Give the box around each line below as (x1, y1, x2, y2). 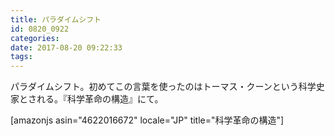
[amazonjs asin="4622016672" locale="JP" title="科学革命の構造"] (10, 114, 285, 126)
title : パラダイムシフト (10, 14, 102, 25)
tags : (10, 52, 33, 62)
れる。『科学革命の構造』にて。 (36, 93, 164, 105)
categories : (10, 33, 60, 43)
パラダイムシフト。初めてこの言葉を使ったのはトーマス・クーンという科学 (10, 81, 317, 93)
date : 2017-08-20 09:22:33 (10, 42, 123, 53)
